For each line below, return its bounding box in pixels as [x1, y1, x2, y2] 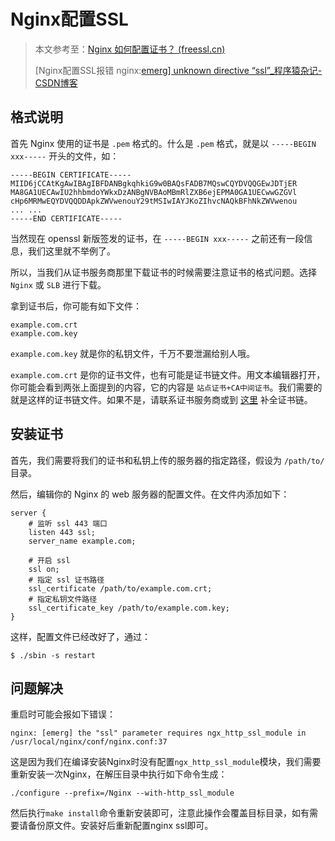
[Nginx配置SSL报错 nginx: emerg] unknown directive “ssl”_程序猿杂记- [34, 64, 323, 76]
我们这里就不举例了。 [27, 245, 116, 257]
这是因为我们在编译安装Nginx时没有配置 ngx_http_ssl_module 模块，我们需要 [10, 756, 322, 768]
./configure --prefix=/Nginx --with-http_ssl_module [10, 788, 235, 799]
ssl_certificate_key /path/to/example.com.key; [28, 603, 230, 613]
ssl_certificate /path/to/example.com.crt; [28, 583, 213, 594]
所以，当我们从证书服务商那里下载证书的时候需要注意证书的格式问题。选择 [10, 266, 317, 278]
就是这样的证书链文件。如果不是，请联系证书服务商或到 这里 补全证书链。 [10, 393, 313, 405]
